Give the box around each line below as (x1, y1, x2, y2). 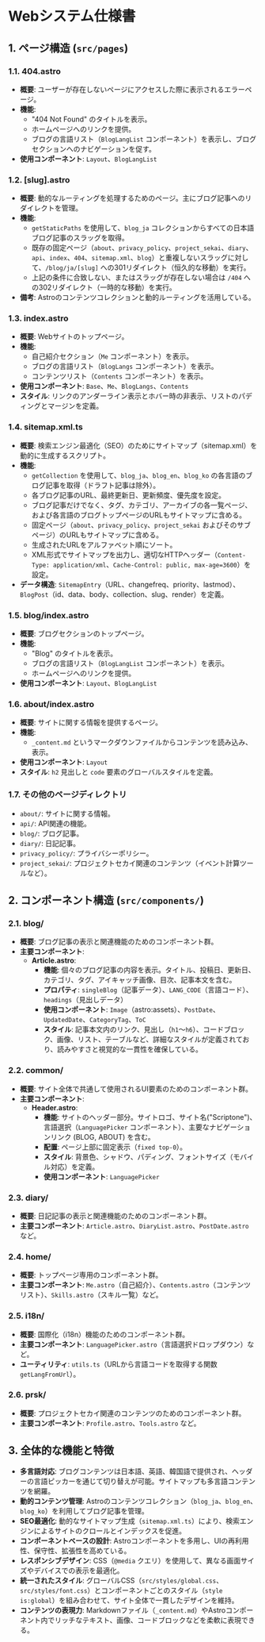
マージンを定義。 (47, 402, 104, 411)
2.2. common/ (8, 1065, 63, 1076)
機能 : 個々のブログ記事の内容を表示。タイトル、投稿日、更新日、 (43, 965, 256, 975)
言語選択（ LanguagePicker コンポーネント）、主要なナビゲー (43, 1122, 237, 1132)
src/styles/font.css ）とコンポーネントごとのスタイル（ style (19, 1585, 223, 1595)
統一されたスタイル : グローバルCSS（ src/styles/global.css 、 (19, 1575, 224, 1585)
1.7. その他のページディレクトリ (8, 789, 127, 800)
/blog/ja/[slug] (44, 264, 99, 272)
